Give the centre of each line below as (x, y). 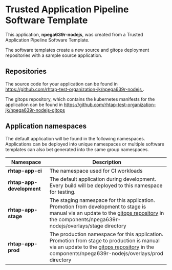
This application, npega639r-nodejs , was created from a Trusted (74, 34)
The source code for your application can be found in (61, 84)
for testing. (62, 192)
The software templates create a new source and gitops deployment (77, 50)
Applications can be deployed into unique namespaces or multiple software (85, 144)
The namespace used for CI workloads (96, 171)
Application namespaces (46, 126)
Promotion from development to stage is (98, 206)
